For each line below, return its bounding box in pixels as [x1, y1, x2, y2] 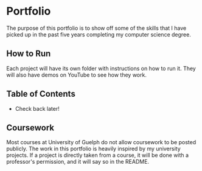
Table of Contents [6, 89, 76, 99]
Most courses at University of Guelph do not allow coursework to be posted [6, 139, 197, 146]
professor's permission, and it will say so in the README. [6, 158, 150, 166]
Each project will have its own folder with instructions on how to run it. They [6, 65, 196, 72]
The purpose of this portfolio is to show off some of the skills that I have [6, 24, 187, 32]
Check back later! [15, 105, 60, 112]
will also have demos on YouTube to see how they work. [6, 71, 147, 79]
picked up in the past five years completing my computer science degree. [6, 30, 192, 38]
